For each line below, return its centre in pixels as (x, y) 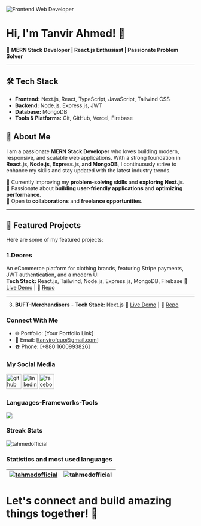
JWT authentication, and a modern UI (52, 275)
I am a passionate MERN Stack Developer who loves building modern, (93, 151)
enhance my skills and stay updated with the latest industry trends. (89, 170)
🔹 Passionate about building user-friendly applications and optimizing (95, 188)
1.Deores (19, 256)
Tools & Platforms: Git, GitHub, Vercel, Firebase (74, 118)
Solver (14, 56)
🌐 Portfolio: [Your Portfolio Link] (54, 333)
